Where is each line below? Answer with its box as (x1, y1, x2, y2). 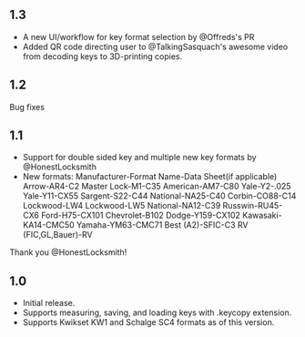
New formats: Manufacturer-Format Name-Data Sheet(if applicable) (22, 171, 278, 182)
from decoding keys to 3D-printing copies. (22, 50, 183, 62)
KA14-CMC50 (22, 220, 75, 230)
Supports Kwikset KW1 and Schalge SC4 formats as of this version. (22, 317, 275, 328)
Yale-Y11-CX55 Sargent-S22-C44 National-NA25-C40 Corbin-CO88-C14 (22, 190, 297, 201)
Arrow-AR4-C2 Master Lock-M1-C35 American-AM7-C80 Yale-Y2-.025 (22, 181, 291, 192)
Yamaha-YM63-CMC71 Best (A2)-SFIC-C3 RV (76, 220, 249, 230)
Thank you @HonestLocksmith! (9, 247, 127, 258)
